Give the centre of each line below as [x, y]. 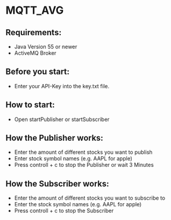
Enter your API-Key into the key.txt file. [62, 86]
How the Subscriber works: [57, 183]
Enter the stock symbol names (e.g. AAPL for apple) [78, 204]
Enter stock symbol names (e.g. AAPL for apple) [73, 159]
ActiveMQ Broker [35, 53]
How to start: [30, 105]
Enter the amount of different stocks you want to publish [83, 152]
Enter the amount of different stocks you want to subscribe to [90, 198]
